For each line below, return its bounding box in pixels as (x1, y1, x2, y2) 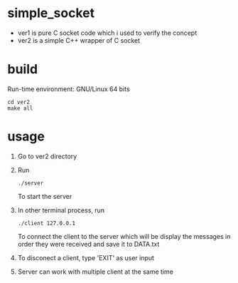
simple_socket (7, 5, 94, 21)
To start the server (17, 192, 72, 200)
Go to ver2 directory (17, 152, 77, 160)
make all (7, 105, 33, 112)
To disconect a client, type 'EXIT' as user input (17, 253, 155, 262)
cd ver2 (7, 98, 31, 106)
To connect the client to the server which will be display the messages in (17, 232, 231, 240)
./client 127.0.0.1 (17, 220, 76, 227)
